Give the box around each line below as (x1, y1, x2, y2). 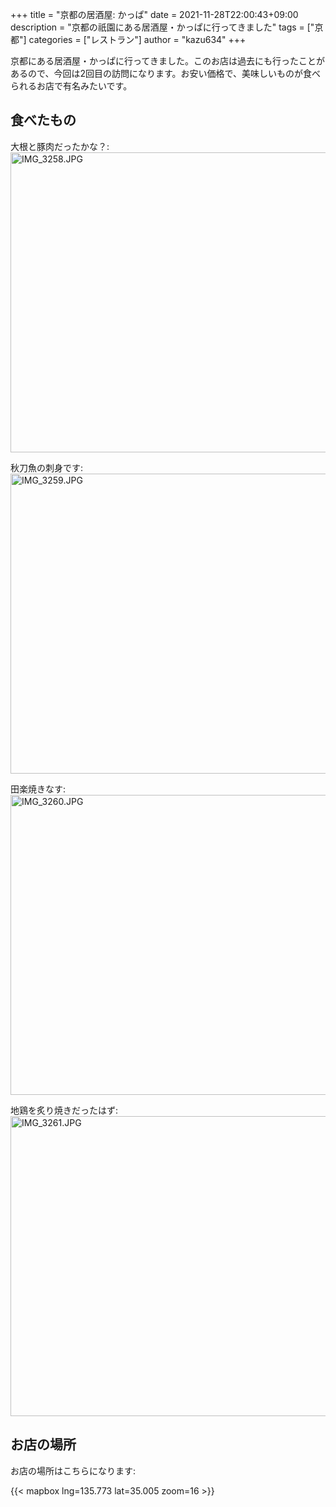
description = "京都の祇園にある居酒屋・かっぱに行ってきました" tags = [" (10, 21, 315, 33)
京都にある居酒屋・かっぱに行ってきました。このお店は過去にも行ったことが (10, 55, 325, 67)
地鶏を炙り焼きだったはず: (10, 1104, 119, 1116)
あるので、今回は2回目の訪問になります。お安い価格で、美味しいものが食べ (10, 68, 322, 79)
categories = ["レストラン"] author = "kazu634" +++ (28, 34, 247, 45)
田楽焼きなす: (10, 783, 67, 795)
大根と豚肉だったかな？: (10, 140, 110, 152)
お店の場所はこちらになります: (10, 1464, 137, 1477)
